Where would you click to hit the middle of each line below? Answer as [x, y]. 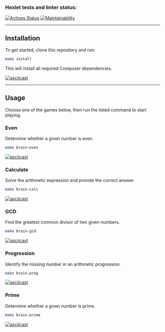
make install [18, 59]
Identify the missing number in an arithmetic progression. [63, 264]
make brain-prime [23, 315]
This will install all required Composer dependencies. [58, 68]
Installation [23, 38]
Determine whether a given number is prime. [50, 306]
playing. [13, 115]
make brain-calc [22, 189]
